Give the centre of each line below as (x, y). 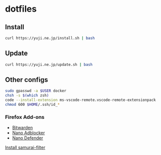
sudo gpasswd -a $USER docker (36, 91)
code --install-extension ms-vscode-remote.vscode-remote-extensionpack (80, 100)
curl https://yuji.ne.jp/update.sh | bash (49, 64)
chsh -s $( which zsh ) (27, 96)
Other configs (27, 80)
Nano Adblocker (29, 133)
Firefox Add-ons (25, 117)
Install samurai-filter (25, 148)
